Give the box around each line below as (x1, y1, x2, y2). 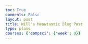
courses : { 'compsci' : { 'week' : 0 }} (5, 31, 81, 36)
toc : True (5, 7, 26, 13)
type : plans (5, 26, 31, 31)
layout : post (5, 17, 33, 22)
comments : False (5, 12, 40, 17)
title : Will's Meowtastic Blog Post (5, 21, 83, 27)
